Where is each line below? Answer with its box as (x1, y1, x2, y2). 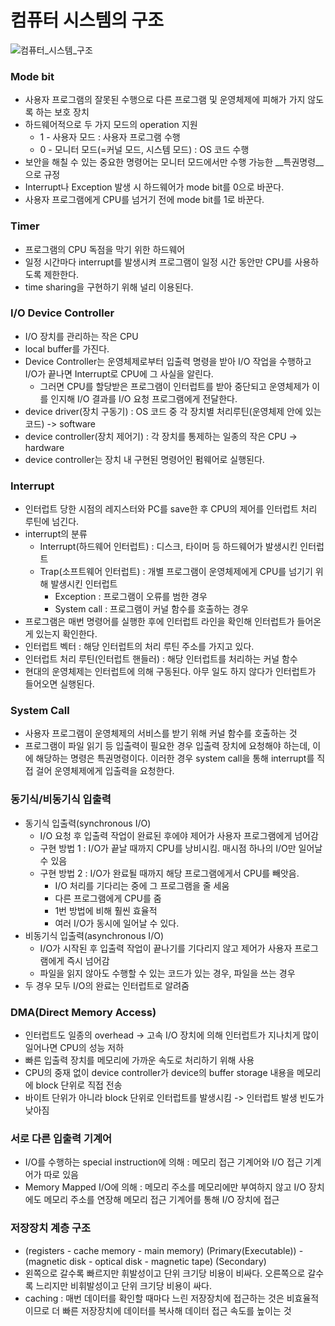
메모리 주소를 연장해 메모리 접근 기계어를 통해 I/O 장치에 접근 (43, 1194, 280, 1206)
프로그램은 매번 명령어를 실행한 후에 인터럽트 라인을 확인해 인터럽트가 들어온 (24, 616, 322, 628)
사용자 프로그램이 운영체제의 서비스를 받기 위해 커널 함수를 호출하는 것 (24, 727, 298, 740)
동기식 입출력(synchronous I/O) (24, 817, 152, 829)
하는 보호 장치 (35, 106, 90, 118)
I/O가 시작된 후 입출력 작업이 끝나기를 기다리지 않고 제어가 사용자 (39, 942, 293, 954)
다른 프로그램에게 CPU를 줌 (54, 892, 162, 904)
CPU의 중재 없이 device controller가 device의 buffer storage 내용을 (24, 1067, 295, 1079)
